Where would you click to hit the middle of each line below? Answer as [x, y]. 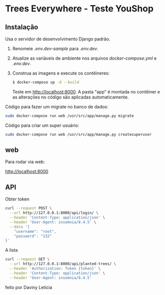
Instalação [22, 27]
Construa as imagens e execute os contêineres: [61, 73]
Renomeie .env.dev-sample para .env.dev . [55, 49]
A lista [12, 250]
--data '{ [20, 227]
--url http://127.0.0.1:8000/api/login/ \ [54, 213]
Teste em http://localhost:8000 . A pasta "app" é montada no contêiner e [86, 92]
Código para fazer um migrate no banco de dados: [57, 106]
